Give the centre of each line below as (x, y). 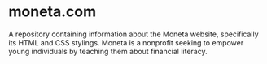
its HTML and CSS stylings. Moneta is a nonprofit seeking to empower (126, 42)
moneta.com (53, 12)
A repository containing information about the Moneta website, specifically (133, 34)
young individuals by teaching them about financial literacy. (108, 51)
